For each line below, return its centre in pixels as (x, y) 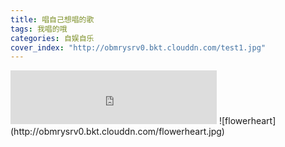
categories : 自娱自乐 (52, 38)
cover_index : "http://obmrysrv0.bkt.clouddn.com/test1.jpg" (138, 47)
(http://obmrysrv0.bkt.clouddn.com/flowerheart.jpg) (117, 132)
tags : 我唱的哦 (39, 29)
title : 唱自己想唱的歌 (52, 19)
